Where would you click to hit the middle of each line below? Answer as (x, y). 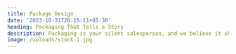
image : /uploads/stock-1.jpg (50, 40)
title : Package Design (40, 14)
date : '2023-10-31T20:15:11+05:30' (59, 20)
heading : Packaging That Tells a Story (66, 27)
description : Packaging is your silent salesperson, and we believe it (114, 33)
